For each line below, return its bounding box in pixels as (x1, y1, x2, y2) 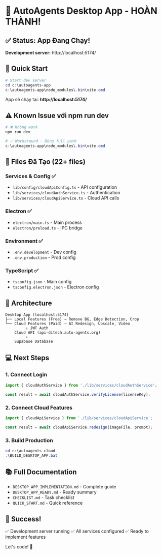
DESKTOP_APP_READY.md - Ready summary (12, 489, 97, 495)
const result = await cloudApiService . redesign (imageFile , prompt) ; (5, 425, 153, 430)
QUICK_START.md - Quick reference (12, 500, 83, 506)
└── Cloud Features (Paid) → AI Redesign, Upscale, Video (5, 321, 130, 327)
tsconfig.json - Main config (12, 279, 72, 285)
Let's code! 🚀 (5, 544, 33, 550)
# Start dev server (5, 78, 47, 83)
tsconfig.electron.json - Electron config (12, 284, 99, 290)
